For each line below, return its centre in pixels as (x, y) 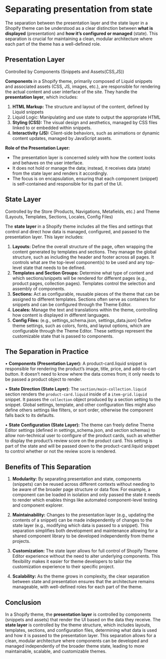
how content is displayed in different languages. (61, 315)
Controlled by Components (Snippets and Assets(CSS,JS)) (65, 71)
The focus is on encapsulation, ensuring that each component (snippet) (85, 178)
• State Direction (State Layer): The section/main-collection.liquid (76, 389)
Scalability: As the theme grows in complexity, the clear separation (81, 576)
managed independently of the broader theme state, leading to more (75, 646)
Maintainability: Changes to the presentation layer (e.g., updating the (83, 515)
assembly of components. (39, 288)
